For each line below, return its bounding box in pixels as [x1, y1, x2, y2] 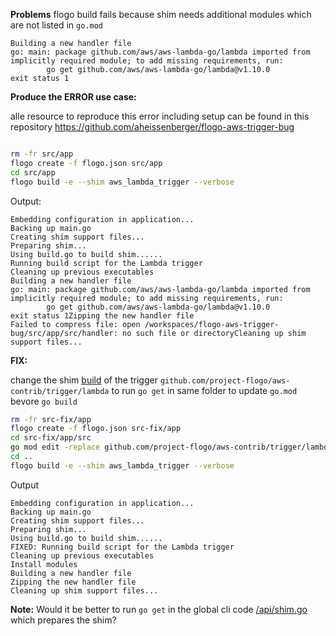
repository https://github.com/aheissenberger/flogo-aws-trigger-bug [10, 121, 295, 133]
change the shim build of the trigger [10, 374, 158, 386]
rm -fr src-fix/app [10, 414, 92, 424]
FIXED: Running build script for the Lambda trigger [10, 542, 235, 552]
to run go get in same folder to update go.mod [111, 384, 298, 396]
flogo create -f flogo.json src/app [10, 158, 163, 168]
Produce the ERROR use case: [10, 91, 137, 103]
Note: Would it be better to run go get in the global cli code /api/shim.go [10, 603, 308, 615]
